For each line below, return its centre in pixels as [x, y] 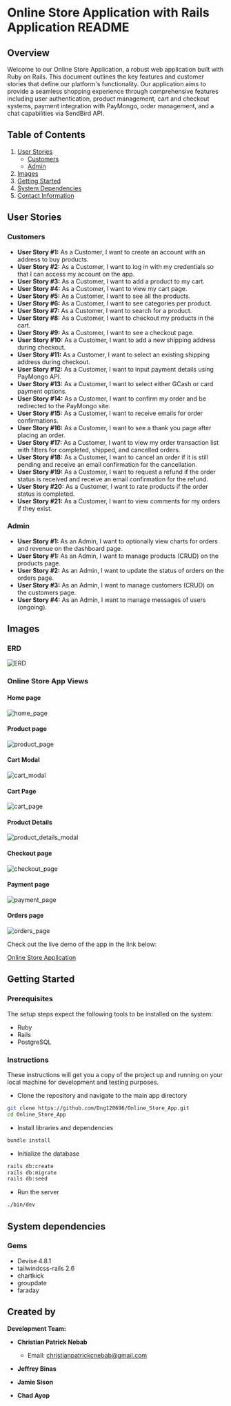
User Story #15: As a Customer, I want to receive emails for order [110, 413]
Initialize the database [48, 1154]
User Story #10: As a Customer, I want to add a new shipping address [116, 340]
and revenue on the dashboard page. [70, 548]
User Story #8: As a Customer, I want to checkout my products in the [115, 318]
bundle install [29, 1140]
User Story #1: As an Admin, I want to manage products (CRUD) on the [118, 556]
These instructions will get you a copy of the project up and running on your [115, 1075]
